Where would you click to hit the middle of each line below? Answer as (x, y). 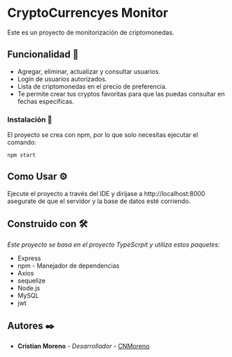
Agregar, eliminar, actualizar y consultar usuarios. (89, 71)
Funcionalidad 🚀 (43, 54)
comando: (22, 143)
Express (29, 258)
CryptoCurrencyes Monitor (88, 13)
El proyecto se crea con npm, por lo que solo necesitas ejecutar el (103, 135)
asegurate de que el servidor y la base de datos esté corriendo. (99, 201)
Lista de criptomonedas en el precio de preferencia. (92, 86)
